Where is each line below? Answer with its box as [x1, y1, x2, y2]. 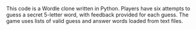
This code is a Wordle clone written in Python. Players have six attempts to [6, 5, 191, 12]
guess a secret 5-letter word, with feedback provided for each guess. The [6, 11, 189, 18]
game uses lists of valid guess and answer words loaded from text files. [6, 18, 183, 24]
